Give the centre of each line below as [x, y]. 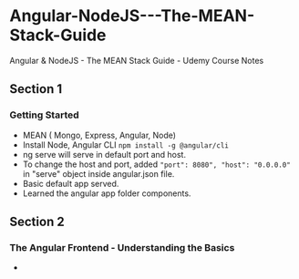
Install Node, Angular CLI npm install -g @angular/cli [126, 145]
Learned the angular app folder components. [107, 193]
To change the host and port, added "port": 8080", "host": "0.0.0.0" [157, 164]
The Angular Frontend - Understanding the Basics [122, 247]
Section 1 [36, 89]
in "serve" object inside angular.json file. [98, 173]
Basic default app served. [71, 183]
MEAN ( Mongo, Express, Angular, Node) [99, 135]
